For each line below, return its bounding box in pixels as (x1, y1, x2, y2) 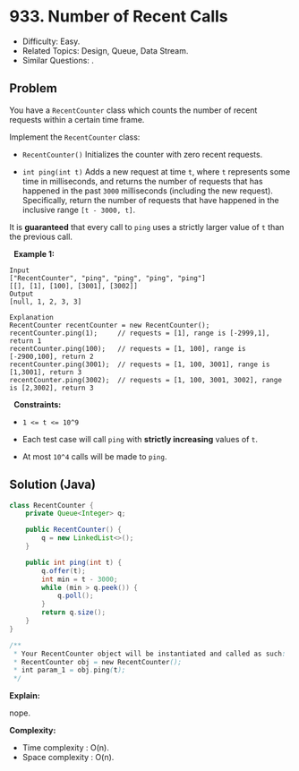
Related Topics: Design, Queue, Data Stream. (21, 45, 189, 56)
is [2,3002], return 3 (9, 383, 94, 392)
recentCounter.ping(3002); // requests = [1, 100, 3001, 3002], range (9, 375, 282, 384)
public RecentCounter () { (25, 526, 123, 535)
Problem (9, 81, 58, 96)
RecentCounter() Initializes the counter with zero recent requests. (21, 149, 263, 159)
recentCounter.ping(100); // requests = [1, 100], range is (9, 344, 246, 353)
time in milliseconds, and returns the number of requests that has (21, 176, 263, 186)
